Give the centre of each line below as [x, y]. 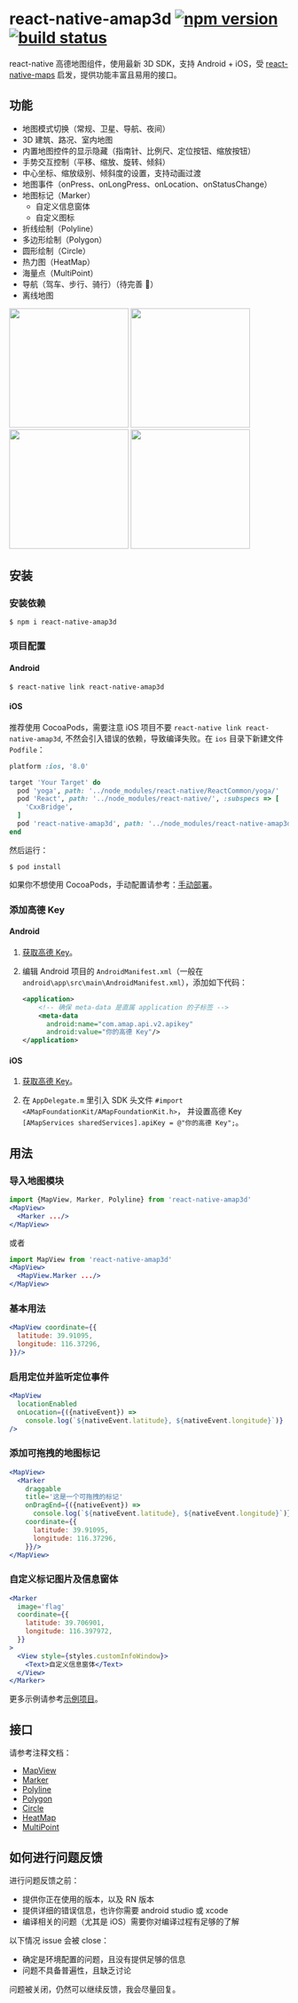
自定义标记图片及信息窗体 [64, 1579]
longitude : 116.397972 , [69, 1632]
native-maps [32, 75]
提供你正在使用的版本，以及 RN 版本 [88, 1899]
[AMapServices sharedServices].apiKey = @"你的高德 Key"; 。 [133, 1122]
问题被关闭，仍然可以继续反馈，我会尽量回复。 [94, 1989]
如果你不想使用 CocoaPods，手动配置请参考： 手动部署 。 [113, 884]
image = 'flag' [41, 1607]
